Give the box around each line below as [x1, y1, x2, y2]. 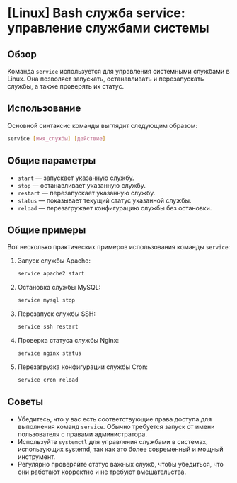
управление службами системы [7, 20, 210, 36]
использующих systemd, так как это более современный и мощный [17, 445, 224, 453]
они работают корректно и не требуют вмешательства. [17, 467, 186, 476]
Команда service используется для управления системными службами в [7, 67, 230, 75]
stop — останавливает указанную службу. [17, 181, 146, 189]
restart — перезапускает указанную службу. [17, 188, 156, 197]
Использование [7, 103, 81, 115]
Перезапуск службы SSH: [17, 309, 96, 318]
